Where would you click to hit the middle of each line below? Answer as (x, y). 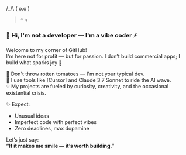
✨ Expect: (18, 104)
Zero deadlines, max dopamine (52, 129)
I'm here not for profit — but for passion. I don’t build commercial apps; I (93, 56)
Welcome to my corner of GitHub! (46, 50)
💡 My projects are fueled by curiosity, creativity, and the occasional (87, 87)
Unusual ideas (32, 116)
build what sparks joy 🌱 (34, 63)
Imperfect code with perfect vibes (56, 122)
